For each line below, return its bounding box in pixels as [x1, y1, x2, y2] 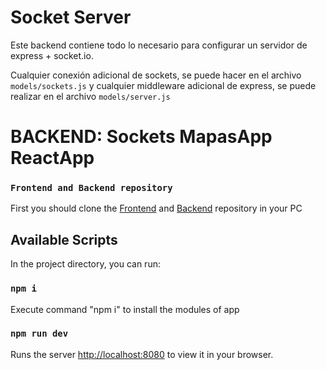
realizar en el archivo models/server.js [10, 90, 171, 102]
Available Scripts [10, 231, 118, 248]
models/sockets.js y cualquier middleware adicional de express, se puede [10, 79, 317, 91]
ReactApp [10, 147, 95, 170]
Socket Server [10, 6, 132, 29]
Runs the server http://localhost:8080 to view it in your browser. [10, 348, 274, 360]
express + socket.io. [10, 49, 94, 61]
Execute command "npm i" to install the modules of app [10, 303, 240, 315]
